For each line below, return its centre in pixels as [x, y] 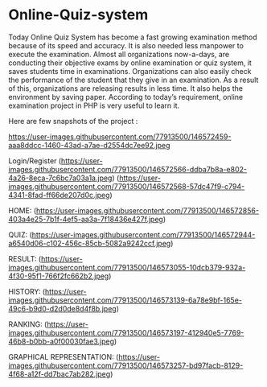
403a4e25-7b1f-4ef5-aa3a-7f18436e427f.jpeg [86, 219]
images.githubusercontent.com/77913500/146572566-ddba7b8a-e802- [128, 169]
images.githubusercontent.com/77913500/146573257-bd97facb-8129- [126, 365]
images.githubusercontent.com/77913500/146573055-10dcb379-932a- [127, 267]
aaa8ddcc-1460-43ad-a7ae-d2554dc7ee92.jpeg [89, 145]
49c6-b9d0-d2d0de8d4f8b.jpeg [62, 308]
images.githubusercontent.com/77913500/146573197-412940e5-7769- [126, 332]
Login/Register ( [35, 161]
